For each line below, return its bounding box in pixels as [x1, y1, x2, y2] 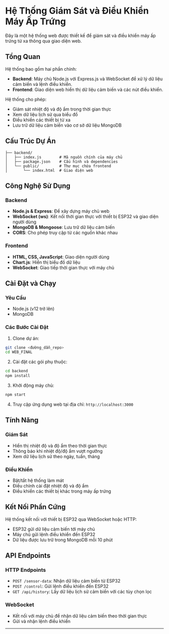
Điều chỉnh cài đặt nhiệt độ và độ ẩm [12, 482, 89, 489]
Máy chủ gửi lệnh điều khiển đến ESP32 [12, 531, 96, 538]
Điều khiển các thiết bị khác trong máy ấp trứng [12, 488, 112, 494]
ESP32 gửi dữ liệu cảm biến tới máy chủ [12, 526, 96, 532]
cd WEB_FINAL [5, 350, 33, 355]
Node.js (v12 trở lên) [12, 306, 55, 312]
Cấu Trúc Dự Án [5, 137, 56, 145]
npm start [5, 392, 26, 398]
